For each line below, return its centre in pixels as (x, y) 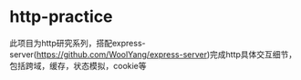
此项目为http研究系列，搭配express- (78, 43)
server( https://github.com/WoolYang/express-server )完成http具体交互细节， (153, 54)
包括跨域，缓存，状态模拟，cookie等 (78, 65)
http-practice (61, 17)
